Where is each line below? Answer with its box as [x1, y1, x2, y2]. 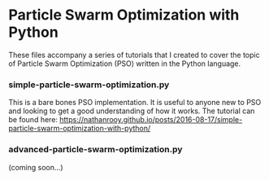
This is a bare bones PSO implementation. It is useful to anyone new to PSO [8, 98, 262, 108]
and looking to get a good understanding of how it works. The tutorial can [8, 106, 255, 116]
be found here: [8, 115, 59, 125]
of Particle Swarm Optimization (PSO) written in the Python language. [8, 59, 241, 68]
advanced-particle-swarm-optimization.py [8, 144, 183, 156]
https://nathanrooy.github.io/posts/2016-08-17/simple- [59, 115, 243, 125]
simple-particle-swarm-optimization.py [8, 79, 170, 90]
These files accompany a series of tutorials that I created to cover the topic [8, 50, 260, 59]
